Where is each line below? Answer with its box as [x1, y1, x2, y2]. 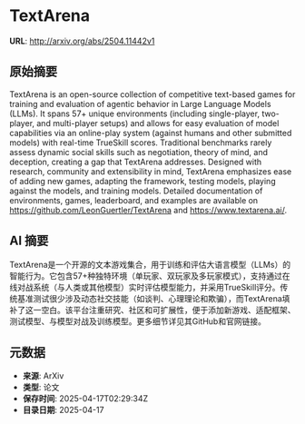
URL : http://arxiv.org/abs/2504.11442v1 [9, 35, 155, 46]
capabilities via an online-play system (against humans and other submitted [9, 127, 292, 138]
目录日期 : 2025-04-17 [22, 405, 104, 416]
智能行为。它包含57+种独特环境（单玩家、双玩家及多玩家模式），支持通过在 [9, 270, 290, 281]
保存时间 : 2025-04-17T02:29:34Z [22, 393, 149, 404]
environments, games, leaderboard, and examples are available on [9, 194, 259, 205]
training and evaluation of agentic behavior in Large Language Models [9, 98, 271, 109]
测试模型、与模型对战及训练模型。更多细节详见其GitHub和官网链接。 [9, 315, 266, 327]
